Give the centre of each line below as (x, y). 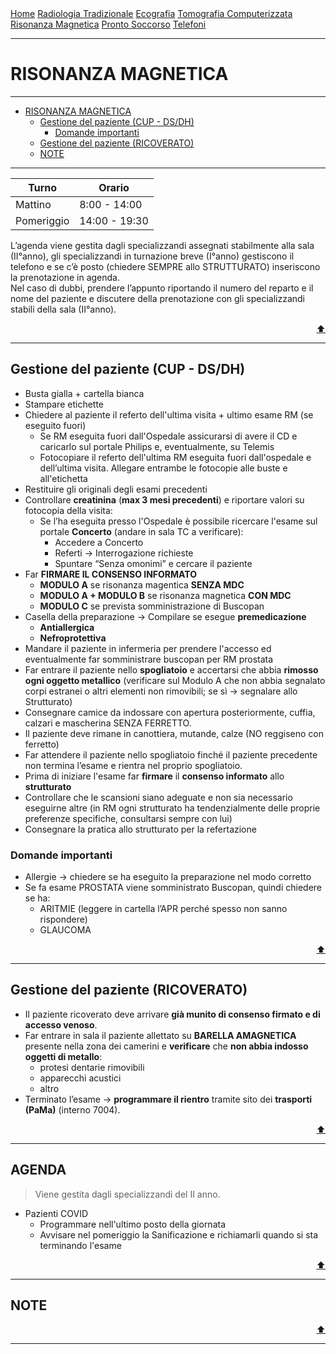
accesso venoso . (61, 1024)
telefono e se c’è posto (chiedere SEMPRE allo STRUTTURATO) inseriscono (165, 266)
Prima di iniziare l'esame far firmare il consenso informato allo (154, 776)
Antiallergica (67, 627)
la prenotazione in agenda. (65, 277)
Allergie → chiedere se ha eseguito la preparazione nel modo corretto (168, 877)
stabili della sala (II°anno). (63, 309)
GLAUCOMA (65, 930)
